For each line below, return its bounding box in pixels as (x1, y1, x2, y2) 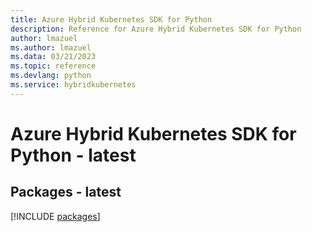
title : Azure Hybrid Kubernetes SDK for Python (10, 14, 213, 25)
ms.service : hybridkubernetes (10, 80, 137, 90)
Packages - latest (10, 184, 122, 201)
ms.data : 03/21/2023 (10, 52, 97, 62)
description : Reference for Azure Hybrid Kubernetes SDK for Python (10, 24, 302, 34)
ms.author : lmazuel (10, 42, 92, 53)
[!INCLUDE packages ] (10, 210, 101, 222)
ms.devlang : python (10, 71, 92, 81)
